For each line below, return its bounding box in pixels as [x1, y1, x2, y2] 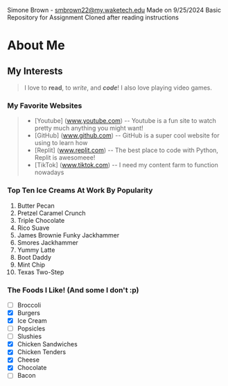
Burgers [17, 308, 40, 317]
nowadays [34, 168, 64, 176]
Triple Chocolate [17, 216, 65, 224]
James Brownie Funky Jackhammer [17, 230, 120, 239]
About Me [7, 37, 65, 53]
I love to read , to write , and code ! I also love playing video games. [24, 83, 213, 92]
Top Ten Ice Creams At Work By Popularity [7, 185, 153, 195]
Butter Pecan [17, 201, 55, 210]
